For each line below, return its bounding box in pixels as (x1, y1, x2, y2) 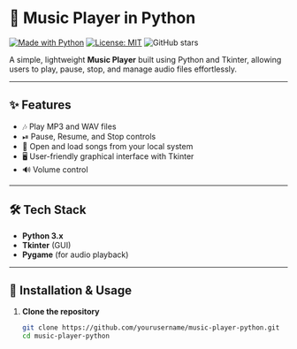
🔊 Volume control (21, 163, 88, 175)
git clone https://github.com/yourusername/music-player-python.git (21, 323, 280, 332)
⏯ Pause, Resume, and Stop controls (21, 131, 156, 141)
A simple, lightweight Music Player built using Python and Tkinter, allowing (9, 54, 282, 64)
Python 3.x (21, 230, 64, 241)
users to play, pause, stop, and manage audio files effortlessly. (9, 64, 237, 74)
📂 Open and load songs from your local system (21, 140, 194, 151)
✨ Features (9, 97, 72, 113)
